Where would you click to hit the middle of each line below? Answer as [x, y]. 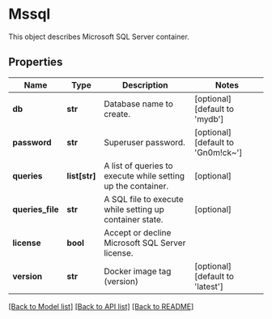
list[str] [81, 175]
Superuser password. [145, 142]
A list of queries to [138, 166]
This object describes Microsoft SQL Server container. [99, 37]
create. [117, 114]
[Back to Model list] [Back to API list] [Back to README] [101, 306]
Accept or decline [138, 232]
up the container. [136, 186]
